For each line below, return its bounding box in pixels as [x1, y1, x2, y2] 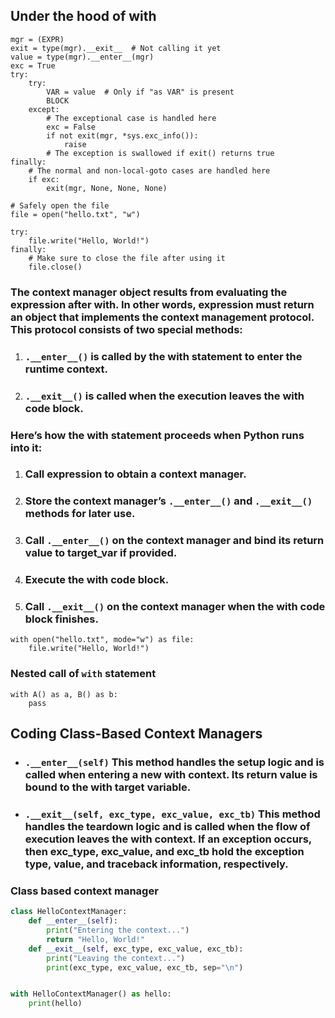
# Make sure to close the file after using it [28, 253, 226, 263]
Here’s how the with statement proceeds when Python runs [10, 428, 305, 442]
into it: [10, 440, 43, 454]
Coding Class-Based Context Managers [10, 725, 263, 743]
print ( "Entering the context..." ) [46, 925, 190, 936]
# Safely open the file [10, 200, 110, 211]
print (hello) [28, 999, 83, 1009]
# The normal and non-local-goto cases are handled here [28, 165, 271, 176]
